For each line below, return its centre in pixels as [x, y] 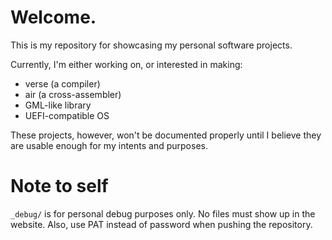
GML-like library [58, 105]
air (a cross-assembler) [73, 94]
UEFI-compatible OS [67, 115]
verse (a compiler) [62, 83]
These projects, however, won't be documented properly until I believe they [166, 135]
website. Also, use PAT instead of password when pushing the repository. [161, 224]
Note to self [59, 186]
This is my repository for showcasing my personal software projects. [151, 45]
